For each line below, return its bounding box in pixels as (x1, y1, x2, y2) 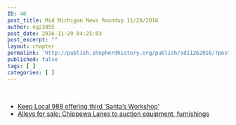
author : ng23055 (7, 23, 55, 30)
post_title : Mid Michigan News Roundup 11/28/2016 (7, 17, 159, 24)
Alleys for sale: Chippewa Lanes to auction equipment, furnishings (17, 110, 209, 118)
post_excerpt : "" (7, 37, 58, 44)
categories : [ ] (7, 69, 55, 76)
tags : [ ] (7, 63, 37, 70)
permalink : (7, 50, 39, 57)
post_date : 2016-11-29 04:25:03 (7, 29, 102, 37)
